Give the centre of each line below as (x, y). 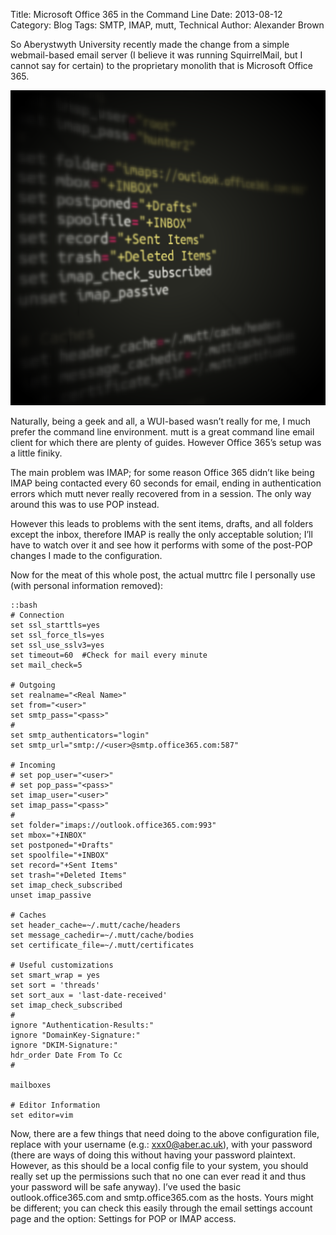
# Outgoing (33, 685)
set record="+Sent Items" (64, 865)
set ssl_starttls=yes (55, 625)
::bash (24, 605)
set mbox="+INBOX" (48, 835)
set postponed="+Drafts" (62, 845)
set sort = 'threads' (55, 985)
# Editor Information (55, 1105)
